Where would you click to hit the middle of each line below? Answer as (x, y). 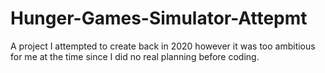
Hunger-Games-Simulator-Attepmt (159, 18)
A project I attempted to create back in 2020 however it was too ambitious (163, 46)
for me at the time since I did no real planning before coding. (135, 56)
